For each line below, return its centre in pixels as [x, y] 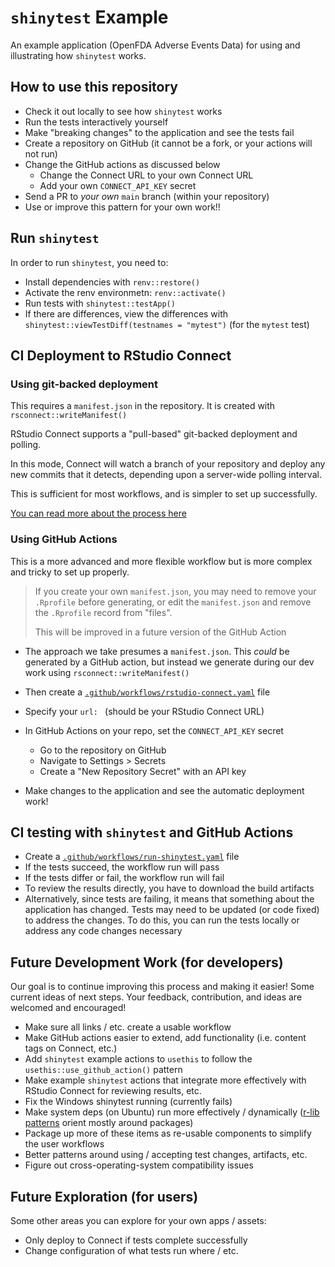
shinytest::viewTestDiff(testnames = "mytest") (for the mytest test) [167, 324]
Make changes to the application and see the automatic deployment [164, 790]
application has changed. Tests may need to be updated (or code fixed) [172, 910]
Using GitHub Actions [64, 539]
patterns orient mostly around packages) [109, 1123]
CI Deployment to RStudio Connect [121, 355]
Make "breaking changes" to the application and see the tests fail [159, 132]
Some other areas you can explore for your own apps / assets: [138, 1220]
